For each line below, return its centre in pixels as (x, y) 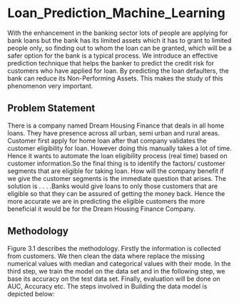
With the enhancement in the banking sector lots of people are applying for (118, 33)
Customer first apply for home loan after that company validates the (107, 140)
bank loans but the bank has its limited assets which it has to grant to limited (119, 40)
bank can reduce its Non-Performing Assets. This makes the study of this (115, 78)
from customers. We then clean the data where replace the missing (106, 256)
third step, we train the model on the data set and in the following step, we (116, 271)
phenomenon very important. (50, 86)
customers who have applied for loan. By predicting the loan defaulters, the (118, 71)
